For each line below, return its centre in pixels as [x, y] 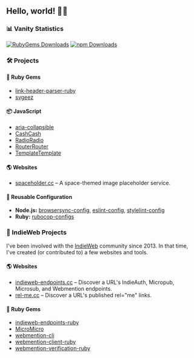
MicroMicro [29, 329]
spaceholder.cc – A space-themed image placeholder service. [93, 183]
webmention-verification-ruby [53, 348]
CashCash [28, 133]
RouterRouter [32, 147]
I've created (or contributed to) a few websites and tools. [77, 252]
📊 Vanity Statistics [35, 29]
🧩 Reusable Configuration [39, 197]
